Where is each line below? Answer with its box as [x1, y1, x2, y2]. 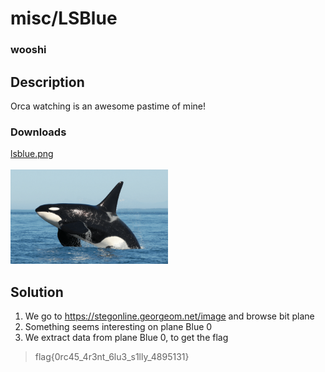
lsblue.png [10, 148, 54, 160]
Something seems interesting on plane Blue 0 [24, 321, 213, 333]
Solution [10, 283, 64, 301]
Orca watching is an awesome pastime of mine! [10, 100, 206, 112]
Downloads [10, 125, 67, 139]
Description [10, 73, 85, 91]
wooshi [10, 43, 47, 57]
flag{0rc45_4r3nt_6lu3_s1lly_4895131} [34, 351, 190, 363]
